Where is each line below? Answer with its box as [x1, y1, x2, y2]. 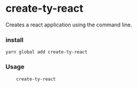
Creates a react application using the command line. [5, 21, 132, 28]
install [5, 36, 24, 44]
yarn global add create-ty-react [5, 49, 88, 55]
